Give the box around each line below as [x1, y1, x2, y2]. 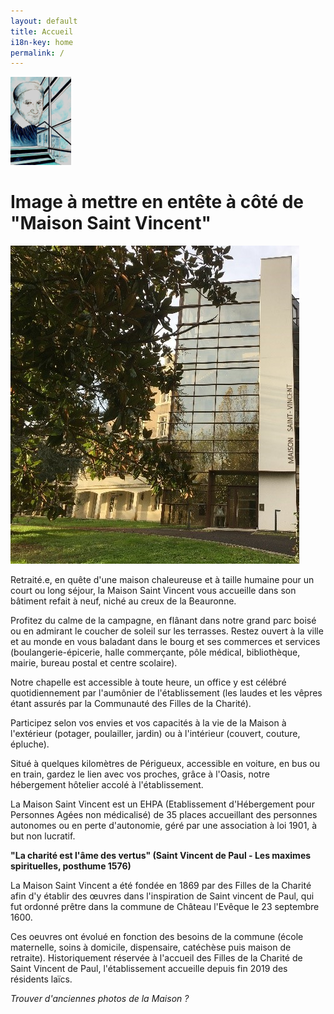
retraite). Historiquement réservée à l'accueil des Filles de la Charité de [10, 952, 303, 964]
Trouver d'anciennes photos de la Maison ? [10, 993, 190, 1005]
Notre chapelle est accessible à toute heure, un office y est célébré [10, 676, 287, 689]
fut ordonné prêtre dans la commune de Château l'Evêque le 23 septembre [10, 901, 320, 913]
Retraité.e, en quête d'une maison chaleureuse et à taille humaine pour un [10, 574, 315, 586]
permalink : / [10, 48, 65, 58]
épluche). [10, 738, 50, 750]
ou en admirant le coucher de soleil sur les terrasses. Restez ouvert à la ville [10, 625, 324, 637]
